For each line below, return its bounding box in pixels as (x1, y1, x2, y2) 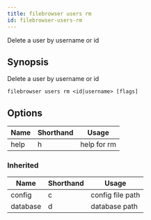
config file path (90, 190, 141, 200)
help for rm (79, 140, 117, 149)
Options (7, 107, 43, 119)
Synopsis (7, 56, 49, 68)
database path (90, 202, 138, 212)
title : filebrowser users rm (7, 10, 92, 17)
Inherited (7, 161, 39, 170)
